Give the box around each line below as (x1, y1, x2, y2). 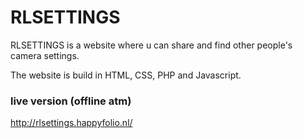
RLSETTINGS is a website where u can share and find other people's (10, 39, 293, 51)
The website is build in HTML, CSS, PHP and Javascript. (10, 69, 242, 81)
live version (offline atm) (10, 94, 132, 108)
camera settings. (10, 49, 80, 61)
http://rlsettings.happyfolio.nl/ (10, 117, 133, 129)
